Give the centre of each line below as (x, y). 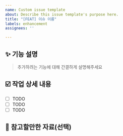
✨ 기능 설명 (22, 54)
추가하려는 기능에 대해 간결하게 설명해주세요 (60, 67)
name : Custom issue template (35, 10)
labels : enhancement (27, 24)
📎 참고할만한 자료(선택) (38, 127)
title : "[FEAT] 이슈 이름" (31, 19)
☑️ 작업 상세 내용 (28, 84)
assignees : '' (20, 28)
